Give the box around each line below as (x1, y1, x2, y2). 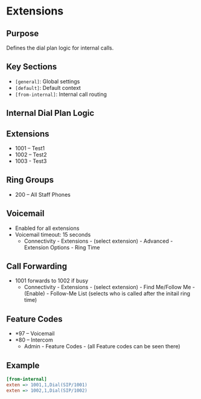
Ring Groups (6, 175, 54, 185)
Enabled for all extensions (14, 225, 80, 232)
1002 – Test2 (14, 151, 47, 158)
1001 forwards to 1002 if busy (14, 277, 89, 284)
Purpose (6, 28, 39, 39)
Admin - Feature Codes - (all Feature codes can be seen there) (24, 343, 180, 350)
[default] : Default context (14, 84, 81, 91)
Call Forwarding (6, 261, 68, 272)
